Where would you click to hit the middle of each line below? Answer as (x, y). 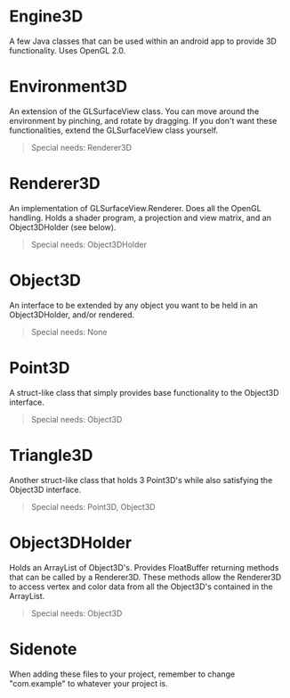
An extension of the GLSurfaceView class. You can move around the (134, 111)
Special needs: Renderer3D (81, 147)
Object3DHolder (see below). (63, 227)
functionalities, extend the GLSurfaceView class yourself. (114, 130)
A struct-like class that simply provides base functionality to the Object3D (144, 392)
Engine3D (46, 16)
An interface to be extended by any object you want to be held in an (133, 305)
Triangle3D (51, 455)
